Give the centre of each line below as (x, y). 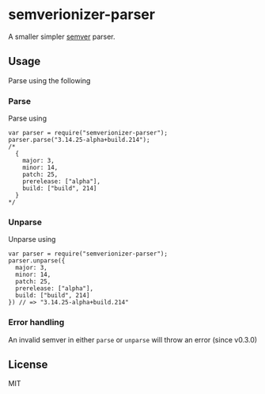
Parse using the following (49, 80)
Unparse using (32, 239)
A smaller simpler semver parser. (62, 36)
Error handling (36, 323)
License (28, 365)
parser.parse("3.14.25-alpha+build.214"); (79, 140)
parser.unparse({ (37, 261)
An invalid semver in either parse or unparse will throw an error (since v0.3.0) (133, 339)
